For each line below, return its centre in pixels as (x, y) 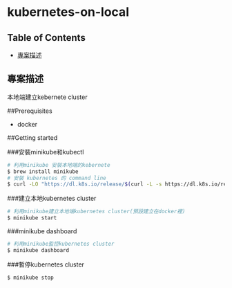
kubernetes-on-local (68, 12)
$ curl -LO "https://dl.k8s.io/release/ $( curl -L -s (85, 184)
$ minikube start (32, 218)
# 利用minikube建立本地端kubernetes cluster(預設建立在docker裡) (96, 212)
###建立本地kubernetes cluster (52, 199)
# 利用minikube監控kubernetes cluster (61, 244)
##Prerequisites (30, 111)
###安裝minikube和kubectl (46, 152)
